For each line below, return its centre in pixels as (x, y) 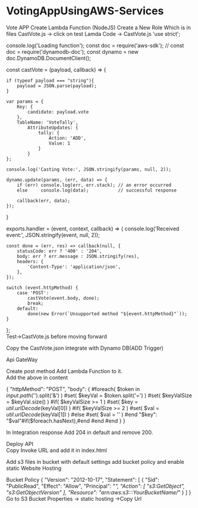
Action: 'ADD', (67, 138)
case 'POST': (33, 293)
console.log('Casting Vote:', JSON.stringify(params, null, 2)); (89, 169)
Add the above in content (37, 377)
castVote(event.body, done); (64, 298)
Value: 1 (59, 143)
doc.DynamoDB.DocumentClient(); (48, 58)
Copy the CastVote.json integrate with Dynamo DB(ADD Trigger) (85, 348)
